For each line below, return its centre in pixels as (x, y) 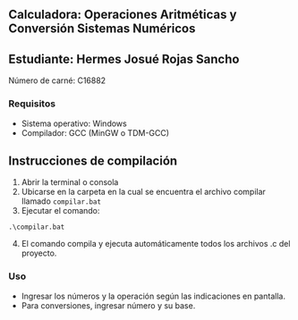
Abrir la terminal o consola (70, 182)
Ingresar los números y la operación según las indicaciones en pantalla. (153, 296)
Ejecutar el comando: (60, 211)
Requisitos (32, 104)
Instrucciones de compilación (93, 160)
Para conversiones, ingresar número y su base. (108, 305)
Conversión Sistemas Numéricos (102, 29)
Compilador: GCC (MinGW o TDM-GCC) (95, 132)
